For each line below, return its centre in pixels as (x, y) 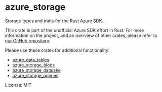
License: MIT (18, 85)
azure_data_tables (31, 60)
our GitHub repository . (28, 40)
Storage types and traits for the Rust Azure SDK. (54, 21)
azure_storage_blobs (34, 65)
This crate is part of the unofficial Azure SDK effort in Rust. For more (75, 30)
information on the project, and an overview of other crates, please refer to (81, 35)
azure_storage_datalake (36, 70)
